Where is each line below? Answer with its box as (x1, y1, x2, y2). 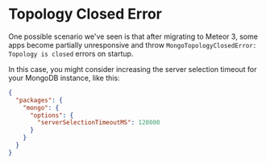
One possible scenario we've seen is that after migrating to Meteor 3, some (8, 32, 258, 41)
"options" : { (29, 111, 74, 120)
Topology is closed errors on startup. (8, 48, 134, 58)
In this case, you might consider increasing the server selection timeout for (8, 64, 257, 74)
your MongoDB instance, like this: (8, 73, 120, 82)
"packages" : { (15, 96, 63, 104)
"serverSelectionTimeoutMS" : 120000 (37, 119, 160, 127)
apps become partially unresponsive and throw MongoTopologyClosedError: (8, 40, 257, 49)
